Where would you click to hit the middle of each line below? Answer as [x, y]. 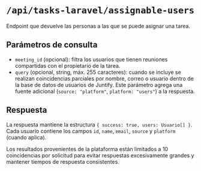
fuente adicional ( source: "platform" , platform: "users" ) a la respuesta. [105, 91]
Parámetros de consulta [52, 45]
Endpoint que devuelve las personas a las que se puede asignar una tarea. [98, 26]
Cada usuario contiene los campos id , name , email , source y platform [91, 131]
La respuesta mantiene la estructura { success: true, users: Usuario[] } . [99, 124]
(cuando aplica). [26, 137]
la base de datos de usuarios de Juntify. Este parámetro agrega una [99, 85]
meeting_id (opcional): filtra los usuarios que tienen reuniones [91, 59]
